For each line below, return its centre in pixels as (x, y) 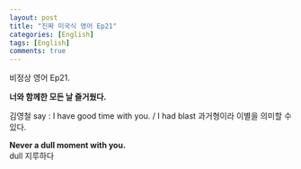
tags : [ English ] (40, 43)
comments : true (38, 51)
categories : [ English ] (52, 34)
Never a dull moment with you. (67, 146)
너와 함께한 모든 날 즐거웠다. (58, 97)
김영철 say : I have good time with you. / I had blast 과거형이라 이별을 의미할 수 (150, 116)
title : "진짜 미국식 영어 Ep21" (63, 26)
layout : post (34, 18)
